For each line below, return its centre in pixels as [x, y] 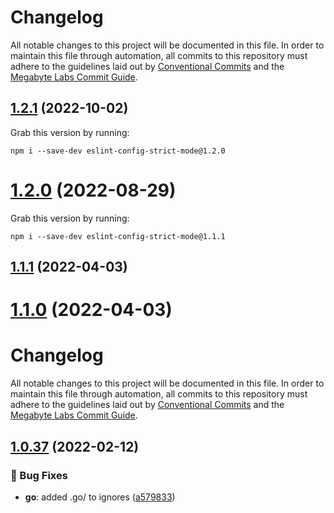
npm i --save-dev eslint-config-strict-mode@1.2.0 [118, 151]
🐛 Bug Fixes [39, 475]
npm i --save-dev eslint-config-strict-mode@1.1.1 [118, 236]
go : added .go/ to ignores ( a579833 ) [100, 497]
